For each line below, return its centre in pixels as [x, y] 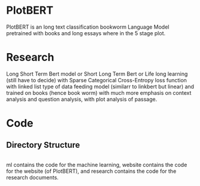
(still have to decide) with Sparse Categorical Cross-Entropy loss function [96, 80]
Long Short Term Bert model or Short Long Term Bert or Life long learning [97, 74]
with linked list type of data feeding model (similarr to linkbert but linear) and [100, 86]
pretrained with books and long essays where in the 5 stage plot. [86, 33]
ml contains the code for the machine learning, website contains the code [97, 165]
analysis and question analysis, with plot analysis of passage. [81, 99]
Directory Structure [43, 145]
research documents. [32, 177]
